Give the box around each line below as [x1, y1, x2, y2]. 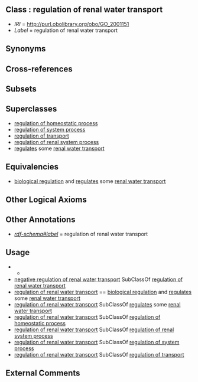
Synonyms [5, 44, 46, 54]
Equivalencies [5, 162, 59, 172]
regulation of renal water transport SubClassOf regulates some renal [14, 301, 181, 308]
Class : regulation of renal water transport [5, 5, 163, 15]
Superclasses [5, 104, 57, 114]
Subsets [5, 84, 37, 94]
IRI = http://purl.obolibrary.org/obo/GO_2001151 [14, 20, 129, 27]
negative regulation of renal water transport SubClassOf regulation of [14, 276, 183, 283]
